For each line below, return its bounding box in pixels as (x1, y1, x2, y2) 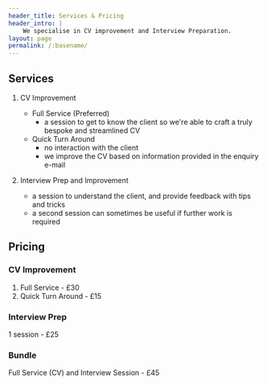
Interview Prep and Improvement (19, 175, 129, 185)
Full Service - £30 (19, 283, 80, 292)
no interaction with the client (43, 143, 139, 152)
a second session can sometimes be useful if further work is (31, 208, 233, 217)
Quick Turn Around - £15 (19, 291, 102, 300)
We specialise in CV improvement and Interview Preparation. (23, 27, 232, 35)
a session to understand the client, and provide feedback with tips (31, 191, 252, 201)
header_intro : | (8, 19, 63, 27)
